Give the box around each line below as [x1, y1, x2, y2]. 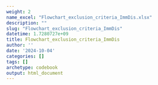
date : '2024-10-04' [6, 48, 55, 54]
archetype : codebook [6, 64, 58, 71]
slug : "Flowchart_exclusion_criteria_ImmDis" [6, 25, 122, 32]
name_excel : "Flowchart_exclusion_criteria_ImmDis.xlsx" [6, 14, 153, 20]
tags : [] [6, 59, 28, 65]
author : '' [6, 42, 34, 48]
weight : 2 [6, 8, 31, 15]
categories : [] [6, 53, 45, 59]
